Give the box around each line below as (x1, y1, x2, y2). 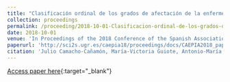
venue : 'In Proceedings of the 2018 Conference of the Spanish (7, 36, 192, 42)
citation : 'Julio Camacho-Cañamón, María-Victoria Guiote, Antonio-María (7, 49, 222, 55)
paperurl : (7, 42, 36, 49)
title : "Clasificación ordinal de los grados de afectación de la (7, 10, 201, 17)
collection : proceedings (7, 16, 78, 23)
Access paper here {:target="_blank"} (7, 66, 112, 75)
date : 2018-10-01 (7, 29, 57, 36)
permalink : (7, 23, 38, 29)
